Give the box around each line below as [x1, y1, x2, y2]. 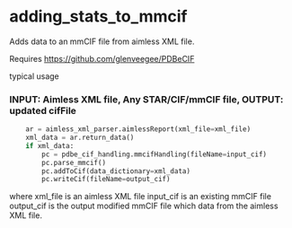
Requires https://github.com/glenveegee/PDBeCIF [9, 53, 195, 64]
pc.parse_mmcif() [41, 158, 106, 167]
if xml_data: [25, 141, 75, 150]
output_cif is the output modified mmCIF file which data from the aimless [9, 200, 279, 212]
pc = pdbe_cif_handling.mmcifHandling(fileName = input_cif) [41, 150, 268, 159]
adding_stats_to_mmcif [9, 6, 188, 27]
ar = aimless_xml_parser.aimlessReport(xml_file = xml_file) [25, 125, 252, 134]
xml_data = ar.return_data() [25, 133, 135, 143]
